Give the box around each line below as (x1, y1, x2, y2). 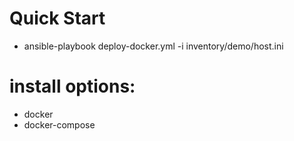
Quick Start (9, 7, 106, 30)
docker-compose (23, 118, 96, 131)
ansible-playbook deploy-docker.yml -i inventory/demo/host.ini (23, 40, 284, 52)
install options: (9, 75, 136, 98)
